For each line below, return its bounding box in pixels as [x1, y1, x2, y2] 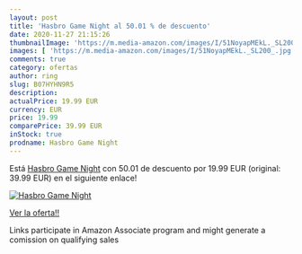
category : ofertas [9, 64, 78, 73]
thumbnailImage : [9, 38, 70, 48]
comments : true [9, 55, 67, 64]
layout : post [9, 13, 58, 22]
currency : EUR [9, 105, 63, 114]
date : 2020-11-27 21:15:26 [9, 30, 111, 39]
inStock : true [9, 130, 63, 139]
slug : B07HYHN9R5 [9, 80, 75, 89]
